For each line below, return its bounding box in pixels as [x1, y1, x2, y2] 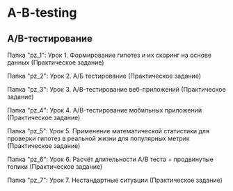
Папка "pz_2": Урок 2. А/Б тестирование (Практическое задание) [7, 72, 202, 80]
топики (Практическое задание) [7, 163, 103, 171]
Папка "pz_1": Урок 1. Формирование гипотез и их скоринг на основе [7, 51, 212, 59]
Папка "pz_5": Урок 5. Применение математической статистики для [7, 127, 210, 135]
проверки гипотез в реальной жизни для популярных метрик [7, 134, 190, 142]
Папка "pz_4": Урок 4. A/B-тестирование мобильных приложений [7, 106, 202, 114]
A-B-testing [7, 5, 77, 21]
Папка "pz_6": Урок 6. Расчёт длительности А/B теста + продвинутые [7, 155, 214, 163]
